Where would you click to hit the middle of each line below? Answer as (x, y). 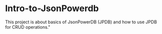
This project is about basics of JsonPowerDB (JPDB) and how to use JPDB (81, 22)
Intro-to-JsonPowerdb (52, 8)
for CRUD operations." (28, 27)
